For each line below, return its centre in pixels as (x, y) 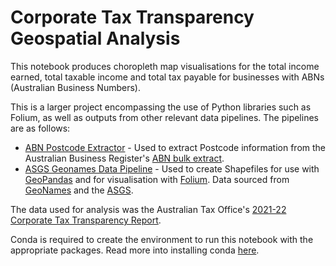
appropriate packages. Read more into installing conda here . (135, 250)
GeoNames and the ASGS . (79, 190)
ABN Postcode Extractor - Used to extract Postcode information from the (175, 147)
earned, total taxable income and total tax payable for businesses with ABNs (167, 77)
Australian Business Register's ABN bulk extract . (124, 158)
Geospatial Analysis (95, 38)
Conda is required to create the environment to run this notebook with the (162, 239)
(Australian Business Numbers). (75, 87)
